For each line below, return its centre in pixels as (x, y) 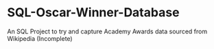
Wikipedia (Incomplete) (40, 38)
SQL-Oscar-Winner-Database (93, 13)
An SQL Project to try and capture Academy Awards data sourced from (107, 31)
